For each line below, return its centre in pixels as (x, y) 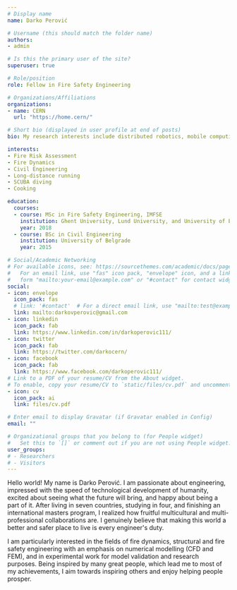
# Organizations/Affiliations (52, 97)
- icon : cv (23, 391)
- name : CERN (26, 111)
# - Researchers (31, 456)
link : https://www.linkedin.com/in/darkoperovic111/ (93, 332)
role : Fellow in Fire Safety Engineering (69, 85)
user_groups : (26, 450)
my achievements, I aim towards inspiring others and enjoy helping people (115, 572)
